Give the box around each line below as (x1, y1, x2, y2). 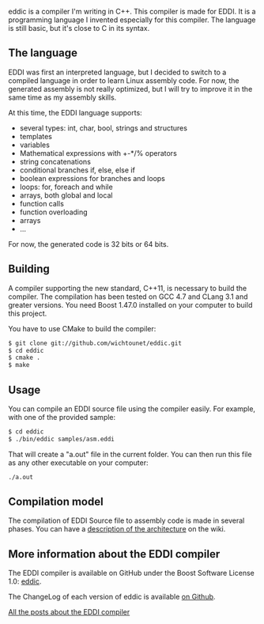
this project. (8, 308, 47, 318)
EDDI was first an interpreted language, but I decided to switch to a (8, 67, 227, 77)
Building (8, 263, 50, 276)
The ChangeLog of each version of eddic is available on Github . (8, 592, 216, 602)
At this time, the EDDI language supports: (8, 108, 142, 117)
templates (19, 131, 53, 141)
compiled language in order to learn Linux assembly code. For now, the (8, 75, 239, 85)
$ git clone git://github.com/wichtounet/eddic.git (8, 339, 182, 347)
